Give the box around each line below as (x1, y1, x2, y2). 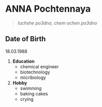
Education (12, 58, 35, 64)
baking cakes (20, 90, 48, 97)
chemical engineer (20, 63, 59, 69)
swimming (20, 85, 42, 91)
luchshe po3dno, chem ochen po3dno (17, 20, 97, 26)
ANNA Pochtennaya (5, 3, 91, 15)
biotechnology (20, 69, 50, 75)
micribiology (20, 74, 46, 81)
